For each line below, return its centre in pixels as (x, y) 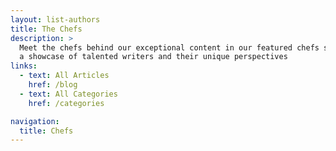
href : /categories (66, 103)
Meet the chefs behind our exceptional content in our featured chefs (169, 47)
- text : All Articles (64, 76)
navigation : (35, 121)
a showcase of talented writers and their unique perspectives (153, 57)
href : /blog (53, 85)
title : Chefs (46, 131)
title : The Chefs (46, 29)
